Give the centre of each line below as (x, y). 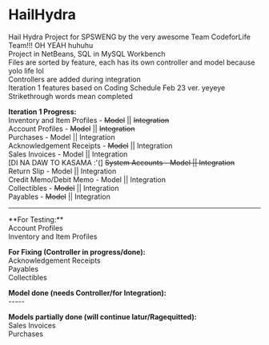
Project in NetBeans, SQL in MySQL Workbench (87, 54)
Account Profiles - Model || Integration (72, 129)
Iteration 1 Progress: (42, 111)
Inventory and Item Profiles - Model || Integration (89, 120)
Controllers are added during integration (75, 79)
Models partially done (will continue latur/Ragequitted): (103, 316)
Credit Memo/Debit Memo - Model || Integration (87, 179)
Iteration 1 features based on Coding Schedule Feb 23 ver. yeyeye (117, 87)
